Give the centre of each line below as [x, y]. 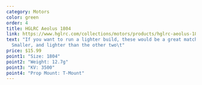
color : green [23, 17]
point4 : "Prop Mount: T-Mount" [45, 73]
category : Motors [28, 12]
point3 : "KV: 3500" [31, 67]
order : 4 [17, 23]
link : [13, 34]
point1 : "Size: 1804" [33, 56]
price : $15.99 [24, 51]
